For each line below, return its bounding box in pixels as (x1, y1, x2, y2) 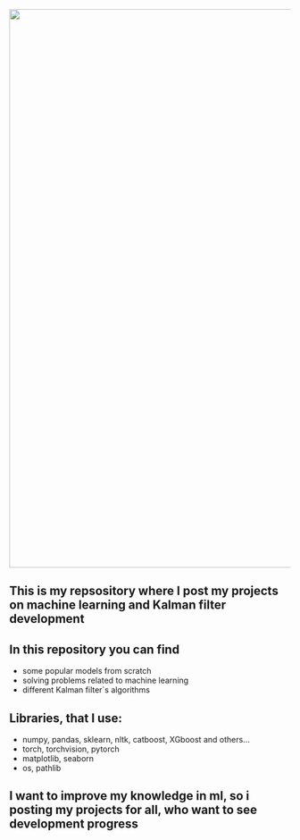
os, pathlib (21, 763, 62, 774)
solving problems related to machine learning (21, 675, 189, 686)
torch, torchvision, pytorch (21, 743, 121, 754)
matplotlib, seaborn (21, 753, 95, 764)
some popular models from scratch (21, 666, 152, 676)
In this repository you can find (9, 642, 180, 657)
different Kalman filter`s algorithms (21, 685, 150, 695)
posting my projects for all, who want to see (9, 802, 257, 818)
